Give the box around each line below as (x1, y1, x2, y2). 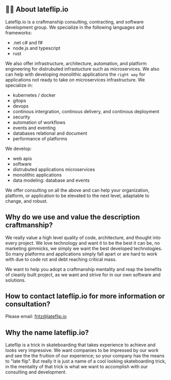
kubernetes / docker (12, 92, 56, 98)
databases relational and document (12, 130, 88, 136)
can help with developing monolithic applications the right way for (5, 71, 145, 77)
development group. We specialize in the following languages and (5, 24, 144, 30)
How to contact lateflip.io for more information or (5, 292, 165, 301)
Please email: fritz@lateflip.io (5, 313, 67, 320)
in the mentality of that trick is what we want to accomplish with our (5, 364, 148, 370)
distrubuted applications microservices (12, 166, 95, 172)
